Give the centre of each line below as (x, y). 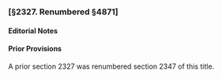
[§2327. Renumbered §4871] (63, 12)
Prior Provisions (35, 49)
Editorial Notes (33, 31)
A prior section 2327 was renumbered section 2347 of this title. (111, 66)
